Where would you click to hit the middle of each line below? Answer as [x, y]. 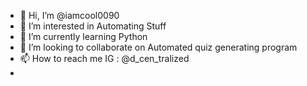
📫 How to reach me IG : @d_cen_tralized [104, 58]
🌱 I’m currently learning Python [83, 36]
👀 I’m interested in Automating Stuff [93, 26]
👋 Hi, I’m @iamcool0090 [69, 15]
